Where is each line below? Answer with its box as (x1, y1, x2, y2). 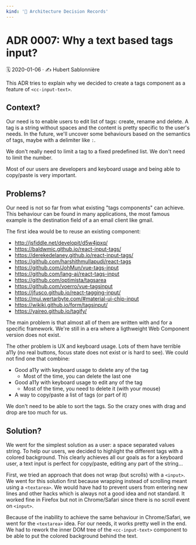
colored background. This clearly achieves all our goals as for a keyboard (6, 454, 183, 461)
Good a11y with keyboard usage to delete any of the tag (14, 367, 149, 374)
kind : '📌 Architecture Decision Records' (6, 8, 109, 15)
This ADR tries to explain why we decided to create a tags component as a (6, 80, 185, 87)
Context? (6, 102, 40, 112)
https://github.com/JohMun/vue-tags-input (14, 264, 119, 271)
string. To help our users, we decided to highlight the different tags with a (6, 448, 183, 454)
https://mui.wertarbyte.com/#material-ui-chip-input (14, 295, 139, 302)
